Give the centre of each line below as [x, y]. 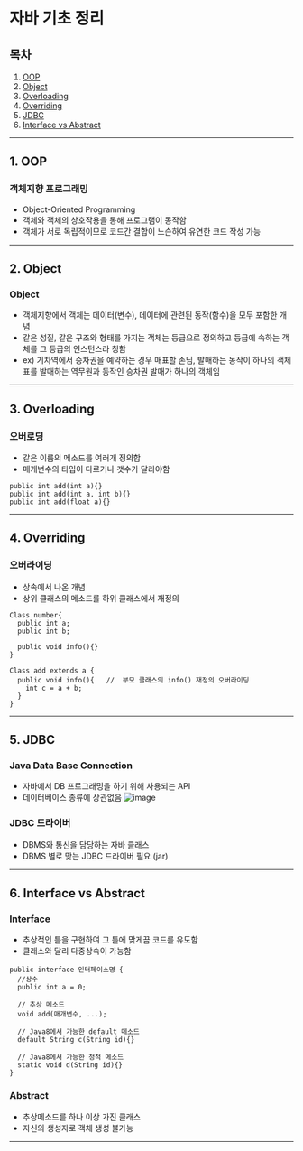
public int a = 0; [52, 988]
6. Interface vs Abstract [78, 893]
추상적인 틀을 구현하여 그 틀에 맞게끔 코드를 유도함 [110, 940]
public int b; [44, 631]
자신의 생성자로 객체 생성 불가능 [78, 1128]
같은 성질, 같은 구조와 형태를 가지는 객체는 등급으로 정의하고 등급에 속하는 [151, 338]
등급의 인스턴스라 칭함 [87, 349]
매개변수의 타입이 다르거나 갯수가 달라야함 [96, 469]
